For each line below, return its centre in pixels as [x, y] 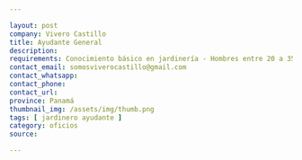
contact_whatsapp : [44, 76]
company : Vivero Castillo [58, 34]
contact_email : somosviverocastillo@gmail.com [98, 67]
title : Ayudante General [56, 42]
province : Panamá [42, 101]
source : [24, 134]
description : [34, 50]
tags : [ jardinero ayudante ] [66, 118]
